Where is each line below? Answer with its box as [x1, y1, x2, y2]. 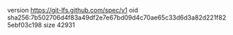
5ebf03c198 [7, 21, 42, 29]
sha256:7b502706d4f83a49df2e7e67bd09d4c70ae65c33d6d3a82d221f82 [7, 13, 227, 22]
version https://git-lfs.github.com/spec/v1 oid [7, 6, 139, 14]
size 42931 [43, 21, 75, 29]
